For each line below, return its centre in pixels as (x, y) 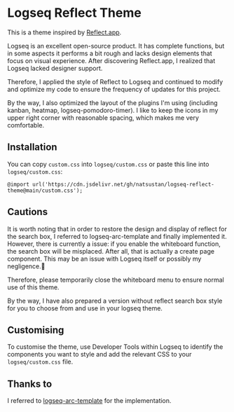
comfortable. (26, 125)
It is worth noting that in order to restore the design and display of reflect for (117, 228)
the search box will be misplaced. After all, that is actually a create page (111, 251)
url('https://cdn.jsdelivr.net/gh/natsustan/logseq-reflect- (124, 184)
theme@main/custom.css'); (45, 191)
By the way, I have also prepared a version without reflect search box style (115, 301)
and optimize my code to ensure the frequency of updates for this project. (114, 89)
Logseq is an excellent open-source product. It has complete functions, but (116, 46)
